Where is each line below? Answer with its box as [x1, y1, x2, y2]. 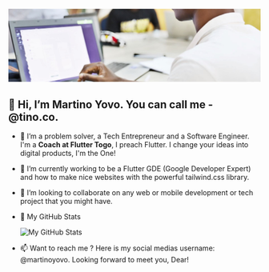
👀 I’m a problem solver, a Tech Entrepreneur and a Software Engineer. [19, 131, 250, 141]
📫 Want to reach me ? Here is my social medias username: [19, 243, 215, 253]
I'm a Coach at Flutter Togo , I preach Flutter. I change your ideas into [19, 139, 249, 149]
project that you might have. [19, 196, 114, 206]
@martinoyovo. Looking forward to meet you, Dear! [19, 254, 190, 264]
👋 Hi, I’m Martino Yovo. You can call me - [8, 98, 214, 111]
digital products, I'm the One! [19, 148, 116, 158]
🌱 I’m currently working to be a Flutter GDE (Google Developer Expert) [19, 163, 251, 173]
